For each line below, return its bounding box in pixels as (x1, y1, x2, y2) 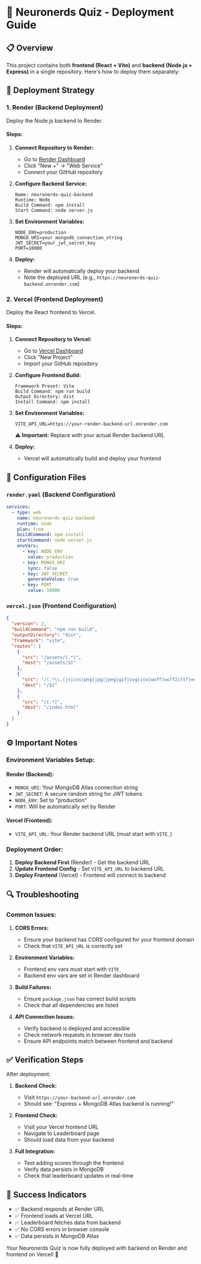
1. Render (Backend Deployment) (6, 103, 103, 112)
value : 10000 (28, 588, 60, 594)
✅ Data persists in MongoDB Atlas (14, 1232, 99, 1240)
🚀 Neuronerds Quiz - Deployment (6, 5, 174, 19)
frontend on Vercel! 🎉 (6, 1251, 59, 1258)
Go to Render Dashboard (23, 155, 86, 162)
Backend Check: (14, 1082, 57, 1090)
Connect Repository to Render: (14, 144, 94, 151)
